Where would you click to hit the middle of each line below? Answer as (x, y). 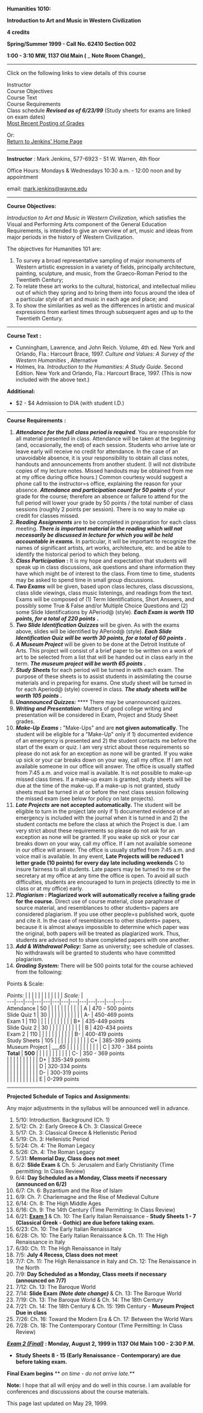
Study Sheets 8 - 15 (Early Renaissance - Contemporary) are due (98, 1355)
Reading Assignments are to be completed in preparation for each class (106, 522)
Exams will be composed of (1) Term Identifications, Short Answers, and (105, 599)
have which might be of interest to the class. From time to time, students (105, 573)
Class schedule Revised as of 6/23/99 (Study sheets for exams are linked (99, 110)
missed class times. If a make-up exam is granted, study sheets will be (103, 779)
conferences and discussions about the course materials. (78, 1392)
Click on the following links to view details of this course (77, 73)
